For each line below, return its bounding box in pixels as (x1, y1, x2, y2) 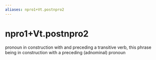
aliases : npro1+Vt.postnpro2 (5, 7, 64, 12)
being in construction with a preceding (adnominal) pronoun (5, 49, 126, 55)
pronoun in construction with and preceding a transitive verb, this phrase (5, 44, 152, 50)
